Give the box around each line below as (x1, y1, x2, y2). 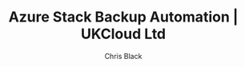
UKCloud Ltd (80, 25, 167, 43)
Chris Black (104, 51, 143, 61)
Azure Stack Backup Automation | (8, 8, 239, 26)
